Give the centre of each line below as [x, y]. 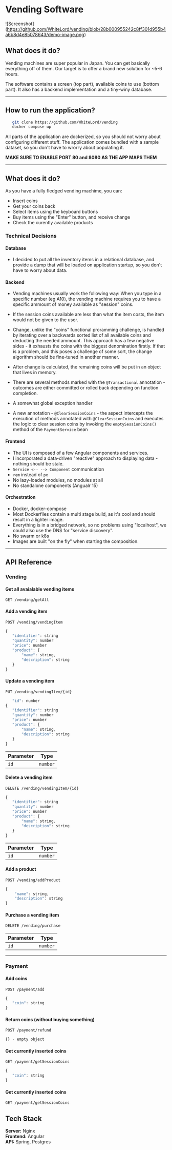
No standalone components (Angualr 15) [55, 485]
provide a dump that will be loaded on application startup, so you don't [87, 265]
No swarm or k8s [31, 536]
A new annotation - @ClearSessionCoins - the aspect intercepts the [83, 413]
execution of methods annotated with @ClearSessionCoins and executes [88, 419]
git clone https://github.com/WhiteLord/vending [65, 122]
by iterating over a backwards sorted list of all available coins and [82, 335]
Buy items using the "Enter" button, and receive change [71, 217]
